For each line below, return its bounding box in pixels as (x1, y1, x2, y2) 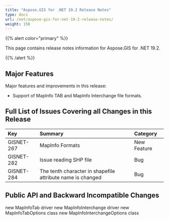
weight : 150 (5, 21, 30, 27)
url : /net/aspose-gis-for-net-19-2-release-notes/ (5, 17, 114, 22)
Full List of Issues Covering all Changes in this (5, 107, 152, 116)
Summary (39, 130, 64, 137)
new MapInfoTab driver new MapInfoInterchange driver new (5, 204, 130, 210)
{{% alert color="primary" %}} (5, 35, 68, 41)
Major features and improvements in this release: (5, 83, 107, 89)
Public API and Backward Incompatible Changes (5, 191, 159, 200)
